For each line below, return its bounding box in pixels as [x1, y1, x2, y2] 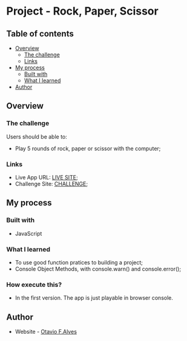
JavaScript [15, 230, 42, 237]
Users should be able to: [6, 133, 68, 140]
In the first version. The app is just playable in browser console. [15, 294, 174, 301]
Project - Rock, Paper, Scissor [6, 4, 159, 18]
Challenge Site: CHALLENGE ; [15, 180, 88, 187]
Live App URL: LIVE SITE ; [15, 173, 78, 181]
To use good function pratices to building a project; [15, 258, 143, 266]
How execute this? [6, 280, 62, 289]
